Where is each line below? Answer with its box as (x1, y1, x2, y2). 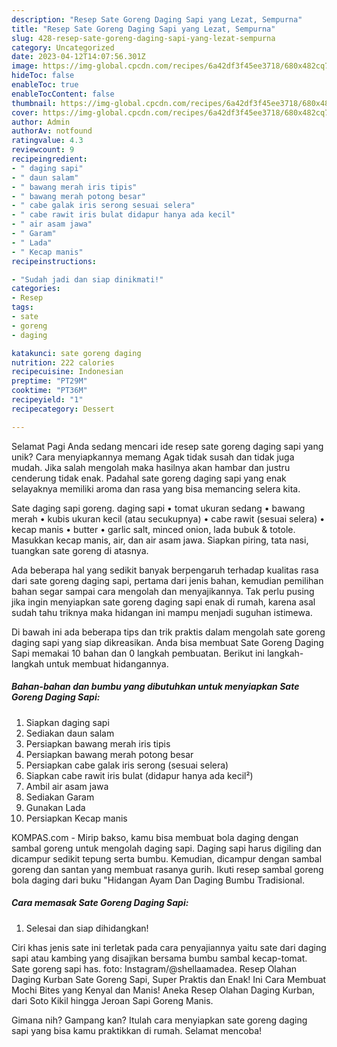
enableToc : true (11, 80, 79, 90)
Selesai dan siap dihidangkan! (25, 922, 149, 934)
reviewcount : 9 (11, 145, 75, 155)
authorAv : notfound (11, 126, 93, 136)
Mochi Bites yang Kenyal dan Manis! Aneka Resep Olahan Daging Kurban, (11, 984, 316, 996)
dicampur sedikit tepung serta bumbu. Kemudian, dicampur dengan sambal (11, 852, 323, 865)
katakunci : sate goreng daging (11, 348, 142, 358)
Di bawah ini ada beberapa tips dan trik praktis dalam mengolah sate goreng (11, 626, 326, 638)
